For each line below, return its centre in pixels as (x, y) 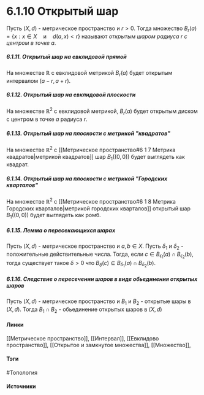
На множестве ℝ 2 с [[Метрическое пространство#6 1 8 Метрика (91, 201)
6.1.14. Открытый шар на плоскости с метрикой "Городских (87, 178)
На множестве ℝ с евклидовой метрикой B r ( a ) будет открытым (89, 73)
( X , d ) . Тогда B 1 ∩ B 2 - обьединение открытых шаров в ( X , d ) (84, 310)
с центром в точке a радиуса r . (47, 119)
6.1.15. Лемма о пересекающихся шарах (61, 231)
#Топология (22, 372)
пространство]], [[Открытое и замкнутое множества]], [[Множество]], (99, 345)
